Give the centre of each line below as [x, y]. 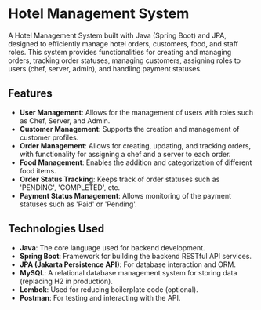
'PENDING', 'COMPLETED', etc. [70, 187]
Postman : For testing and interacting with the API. [100, 297]
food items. [38, 170]
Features [30, 94]
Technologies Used [56, 229]
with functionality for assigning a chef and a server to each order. [125, 154]
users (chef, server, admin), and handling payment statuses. [105, 68]
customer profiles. [49, 137]
